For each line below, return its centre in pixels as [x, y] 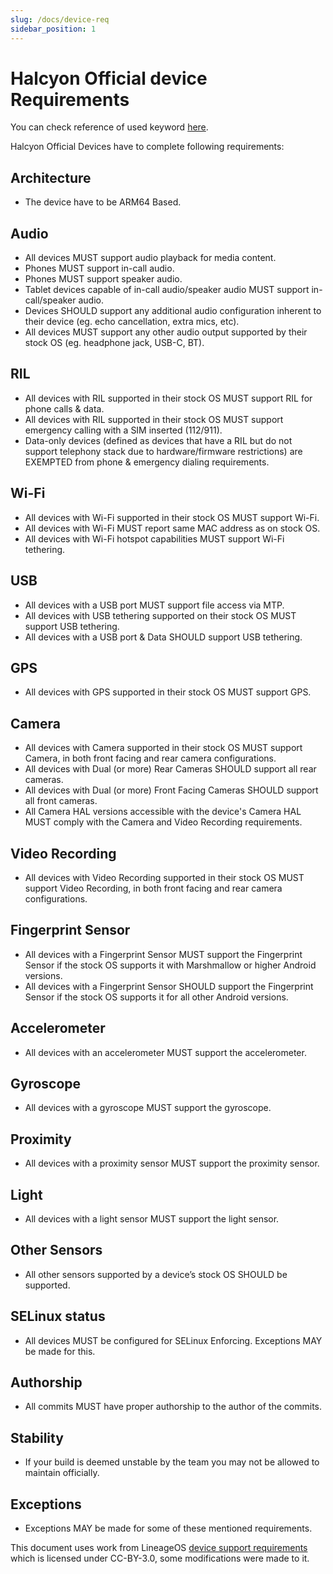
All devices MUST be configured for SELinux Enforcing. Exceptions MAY [173, 1340]
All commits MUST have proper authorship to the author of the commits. [173, 1407]
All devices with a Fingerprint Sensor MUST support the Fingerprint [163, 954]
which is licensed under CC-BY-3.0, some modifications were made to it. [160, 1558]
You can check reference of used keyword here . [109, 127]
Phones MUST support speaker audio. [103, 279]
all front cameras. [61, 801]
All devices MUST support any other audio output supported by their [166, 332]
